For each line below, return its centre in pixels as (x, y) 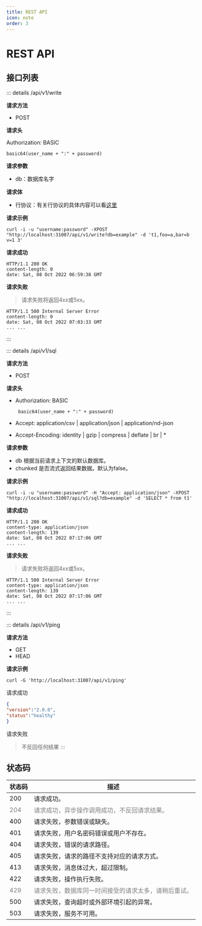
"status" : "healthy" (31, 716)
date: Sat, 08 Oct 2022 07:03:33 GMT (54, 322)
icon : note (20, 18)
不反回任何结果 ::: (43, 747)
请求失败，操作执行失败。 (71, 879)
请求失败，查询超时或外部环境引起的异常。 (95, 902)
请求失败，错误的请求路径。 (74, 845)
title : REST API (27, 12)
